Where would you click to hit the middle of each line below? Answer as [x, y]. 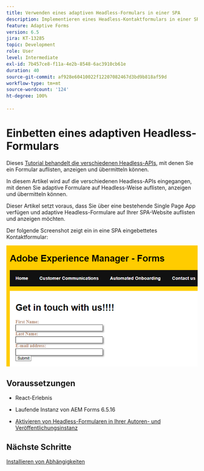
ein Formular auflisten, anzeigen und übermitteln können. [78, 169]
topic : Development [31, 45]
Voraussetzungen [41, 383]
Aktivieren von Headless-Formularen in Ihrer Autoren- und [88, 421]
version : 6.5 [23, 32]
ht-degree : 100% [27, 96]
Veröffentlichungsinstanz [46, 428]
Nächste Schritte [39, 447]
